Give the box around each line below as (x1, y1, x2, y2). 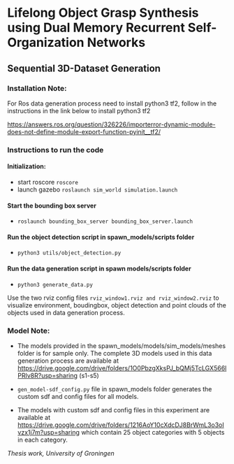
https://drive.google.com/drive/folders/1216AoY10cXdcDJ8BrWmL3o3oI (17, 421, 225, 429)
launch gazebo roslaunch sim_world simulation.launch (17, 185, 178, 194)
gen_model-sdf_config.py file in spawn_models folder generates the (17, 384, 212, 393)
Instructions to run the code (7, 145, 104, 154)
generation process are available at (17, 356, 119, 365)
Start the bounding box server (7, 201, 96, 210)
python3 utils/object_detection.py (17, 249, 122, 256)
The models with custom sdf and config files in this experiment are (17, 405, 210, 414)
